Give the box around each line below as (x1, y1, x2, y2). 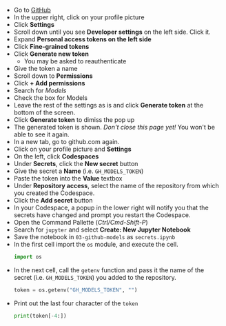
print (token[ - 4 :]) (13, 312, 67, 319)
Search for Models (13, 86, 67, 94)
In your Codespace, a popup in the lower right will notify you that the (13, 203, 209, 212)
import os (13, 254, 43, 261)
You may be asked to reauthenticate (23, 57, 127, 65)
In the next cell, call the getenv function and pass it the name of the (13, 265, 205, 274)
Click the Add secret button (13, 196, 93, 204)
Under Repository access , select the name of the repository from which (13, 182, 219, 190)
